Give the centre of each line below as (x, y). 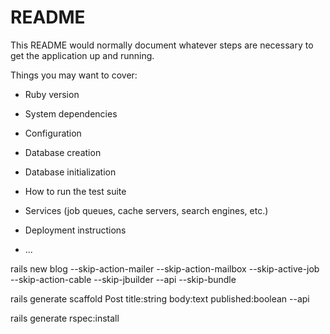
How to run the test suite (75, 191)
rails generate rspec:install (65, 318)
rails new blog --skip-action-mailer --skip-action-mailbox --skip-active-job (165, 268)
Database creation (63, 152)
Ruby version (52, 94)
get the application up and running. (82, 55)
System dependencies (71, 113)
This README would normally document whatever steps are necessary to (162, 45)
